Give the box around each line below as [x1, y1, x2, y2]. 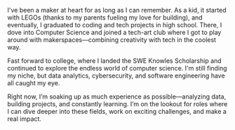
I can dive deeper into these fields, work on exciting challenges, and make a [7, 108, 227, 115]
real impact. [7, 115, 42, 123]
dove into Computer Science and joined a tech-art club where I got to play [7, 28, 222, 36]
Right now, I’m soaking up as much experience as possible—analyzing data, [7, 92, 227, 101]
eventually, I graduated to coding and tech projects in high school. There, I [7, 21, 222, 29]
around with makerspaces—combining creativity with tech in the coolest [7, 36, 216, 44]
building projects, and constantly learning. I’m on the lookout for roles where [7, 100, 228, 108]
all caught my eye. [7, 79, 60, 87]
